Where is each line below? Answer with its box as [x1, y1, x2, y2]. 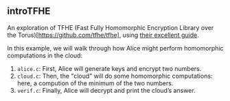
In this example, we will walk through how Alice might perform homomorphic [7, 44, 225, 52]
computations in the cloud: [7, 51, 83, 59]
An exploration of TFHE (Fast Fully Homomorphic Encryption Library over [7, 23, 214, 31]
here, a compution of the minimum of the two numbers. [16, 78, 174, 87]
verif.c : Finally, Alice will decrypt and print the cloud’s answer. [16, 86, 196, 94]
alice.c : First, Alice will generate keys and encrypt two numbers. [16, 64, 202, 72]
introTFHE [7, 5, 51, 17]
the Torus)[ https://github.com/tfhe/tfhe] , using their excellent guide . [7, 31, 199, 39]
